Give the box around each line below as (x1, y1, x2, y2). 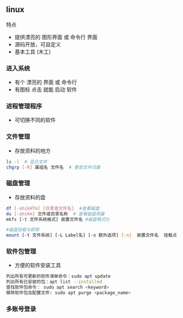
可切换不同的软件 (14, 117, 56, 124)
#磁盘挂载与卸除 (6, 227, 40, 233)
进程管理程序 (6, 102, 43, 110)
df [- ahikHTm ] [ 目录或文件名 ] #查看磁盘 (6, 205, 100, 211)
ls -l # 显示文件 (6, 158, 48, 165)
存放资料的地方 (14, 147, 51, 154)
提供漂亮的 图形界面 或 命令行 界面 (14, 33, 98, 40)
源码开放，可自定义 (14, 40, 61, 48)
